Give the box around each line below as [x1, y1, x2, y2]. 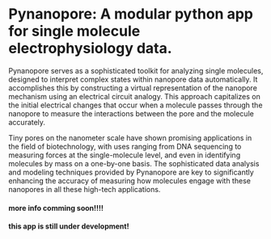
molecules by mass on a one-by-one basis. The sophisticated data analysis [8, 158, 260, 168]
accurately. [8, 117, 46, 127]
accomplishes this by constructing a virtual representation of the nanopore [8, 82, 257, 93]
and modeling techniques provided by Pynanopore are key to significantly [8, 167, 255, 177]
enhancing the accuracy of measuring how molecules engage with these [8, 175, 251, 186]
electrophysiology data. [8, 40, 172, 57]
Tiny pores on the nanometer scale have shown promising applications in [8, 132, 252, 142]
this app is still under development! [8, 221, 129, 231]
